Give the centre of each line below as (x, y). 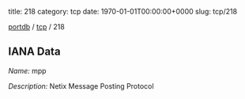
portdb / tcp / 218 (36, 27)
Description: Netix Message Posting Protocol (81, 86)
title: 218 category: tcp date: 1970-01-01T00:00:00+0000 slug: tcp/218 (123, 11)
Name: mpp (27, 70)
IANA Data (34, 52)
